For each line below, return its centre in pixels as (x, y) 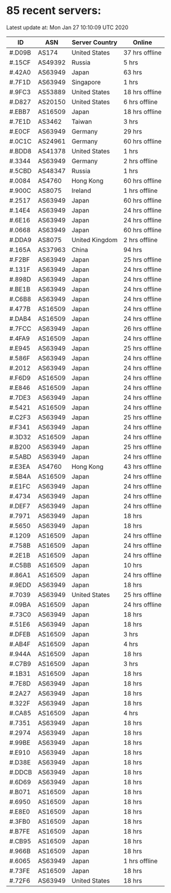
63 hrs (133, 72)
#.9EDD (20, 585)
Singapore (86, 82)
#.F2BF (20, 260)
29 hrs (133, 131)
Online (142, 42)
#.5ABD (20, 457)
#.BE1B (20, 289)
